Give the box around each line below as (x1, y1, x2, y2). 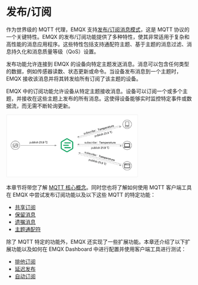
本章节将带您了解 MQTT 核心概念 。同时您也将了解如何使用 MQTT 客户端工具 (6, 183, 192, 191)
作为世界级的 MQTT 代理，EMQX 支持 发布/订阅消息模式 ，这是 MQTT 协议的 (6, 26, 190, 33)
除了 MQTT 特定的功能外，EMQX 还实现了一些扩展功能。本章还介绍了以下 (6, 238, 186, 245)
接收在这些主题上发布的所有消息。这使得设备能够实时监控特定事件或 (21, 95, 187, 102)
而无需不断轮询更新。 (21, 102, 74, 109)
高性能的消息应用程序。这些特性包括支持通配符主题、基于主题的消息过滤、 (6, 41, 187, 48)
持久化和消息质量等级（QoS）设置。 (11, 48, 100, 55)
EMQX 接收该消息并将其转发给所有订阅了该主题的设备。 (6, 75, 141, 82)
